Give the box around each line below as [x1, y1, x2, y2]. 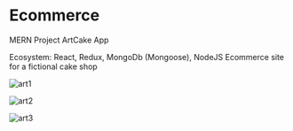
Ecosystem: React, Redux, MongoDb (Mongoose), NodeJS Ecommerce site [9, 51, 285, 62]
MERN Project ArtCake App [9, 35, 109, 45]
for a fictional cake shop [9, 61, 98, 72]
